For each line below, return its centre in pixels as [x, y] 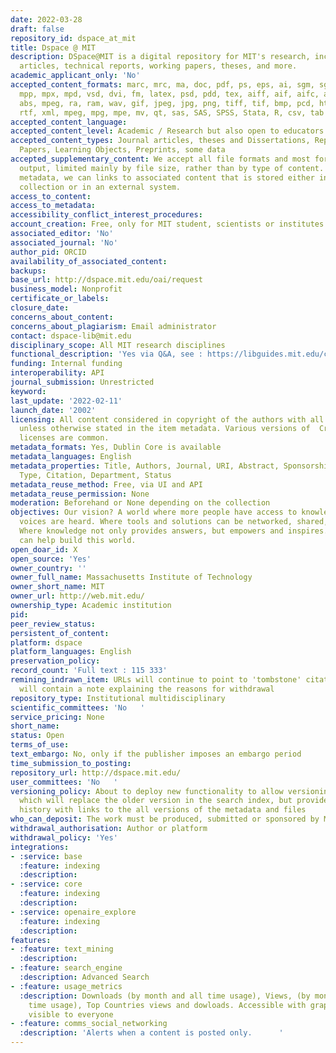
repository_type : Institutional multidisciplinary [118, 698]
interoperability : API [57, 373]
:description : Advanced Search [84, 977]
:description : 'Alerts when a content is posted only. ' [151, 1033]
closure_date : [40, 308]
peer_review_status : [53, 624]
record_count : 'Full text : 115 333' [89, 671]
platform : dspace [46, 642]
